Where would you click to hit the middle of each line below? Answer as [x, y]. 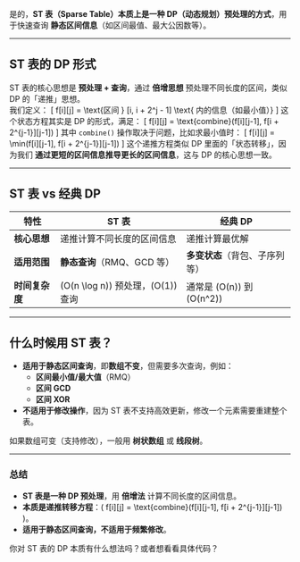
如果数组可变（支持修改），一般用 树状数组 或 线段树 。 [108, 440]
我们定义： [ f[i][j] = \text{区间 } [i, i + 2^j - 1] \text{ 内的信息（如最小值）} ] [144, 110]
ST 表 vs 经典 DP [55, 194]
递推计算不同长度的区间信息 [118, 239]
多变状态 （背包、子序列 [236, 256]
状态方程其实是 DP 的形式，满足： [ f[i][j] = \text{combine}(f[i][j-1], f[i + [148, 121]
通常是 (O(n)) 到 [220, 287]
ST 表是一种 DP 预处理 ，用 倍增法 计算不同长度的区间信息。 [132, 496]
